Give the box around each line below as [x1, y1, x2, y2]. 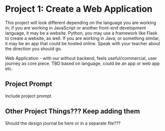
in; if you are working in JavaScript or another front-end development [5, 25, 146, 30]
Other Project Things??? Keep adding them [5, 107, 140, 116]
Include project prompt [5, 93, 52, 99]
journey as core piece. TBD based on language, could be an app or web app [5, 60, 160, 66]
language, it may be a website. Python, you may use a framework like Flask [5, 30, 158, 36]
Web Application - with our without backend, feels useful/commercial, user [5, 55, 157, 61]
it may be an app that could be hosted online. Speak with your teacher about [5, 40, 161, 46]
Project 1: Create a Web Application [5, 3, 153, 15]
